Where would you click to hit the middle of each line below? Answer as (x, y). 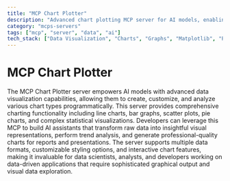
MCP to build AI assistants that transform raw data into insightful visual (107, 128)
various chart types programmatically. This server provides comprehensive (113, 106)
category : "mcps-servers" (44, 26)
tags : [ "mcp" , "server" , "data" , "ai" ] (64, 32)
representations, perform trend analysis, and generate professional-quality (112, 135)
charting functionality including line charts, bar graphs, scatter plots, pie (109, 113)
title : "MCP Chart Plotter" (47, 13)
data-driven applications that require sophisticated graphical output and (108, 164)
